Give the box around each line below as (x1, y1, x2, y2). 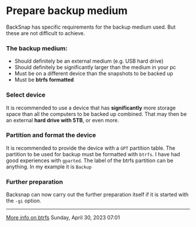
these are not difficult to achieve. (6, 29, 86, 36)
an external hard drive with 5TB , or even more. (6, 116, 120, 123)
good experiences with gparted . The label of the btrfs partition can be (6, 157, 174, 164)
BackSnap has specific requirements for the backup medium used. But (6, 23, 176, 30)
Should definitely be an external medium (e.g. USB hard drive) (14, 57, 164, 65)
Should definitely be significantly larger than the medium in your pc (14, 64, 176, 71)
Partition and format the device (6, 131, 96, 139)
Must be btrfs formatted (14, 76, 74, 83)
